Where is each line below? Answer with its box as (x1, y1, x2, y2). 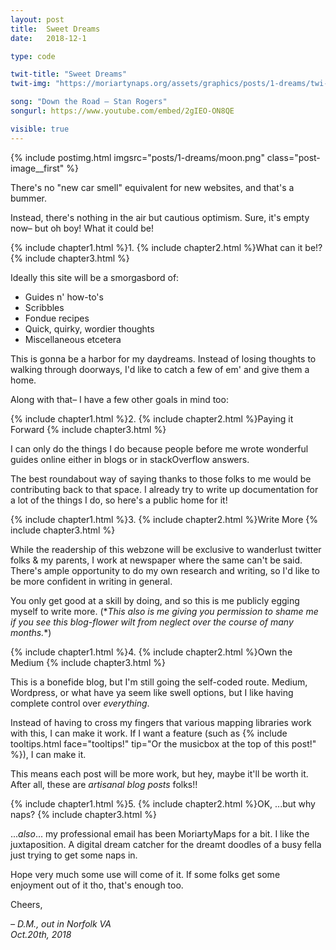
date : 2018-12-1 (10, 33, 87, 43)
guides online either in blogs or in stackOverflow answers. (10, 453, 250, 465)
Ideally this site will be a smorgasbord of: (10, 271, 180, 283)
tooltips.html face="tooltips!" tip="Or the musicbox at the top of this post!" (10, 737, 317, 750)
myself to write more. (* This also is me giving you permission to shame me (10, 605, 319, 617)
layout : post (10, 14, 65, 25)
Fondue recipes (24, 312, 90, 324)
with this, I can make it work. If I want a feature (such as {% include (10, 727, 288, 739)
